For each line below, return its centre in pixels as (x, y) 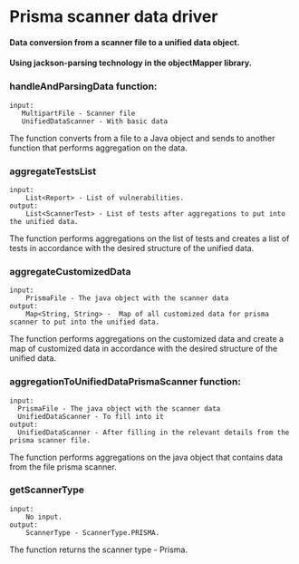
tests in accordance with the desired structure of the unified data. (132, 248)
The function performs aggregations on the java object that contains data (146, 457)
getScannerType (47, 490)
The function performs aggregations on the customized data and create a (146, 339)
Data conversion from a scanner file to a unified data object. (125, 42)
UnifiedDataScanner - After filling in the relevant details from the (154, 433)
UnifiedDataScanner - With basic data (95, 121)
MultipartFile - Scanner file (78, 113)
